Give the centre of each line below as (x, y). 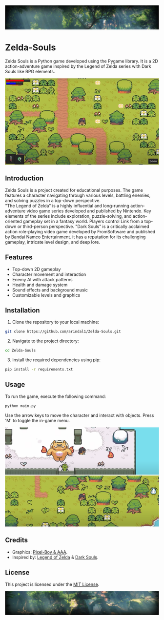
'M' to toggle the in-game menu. (38, 420)
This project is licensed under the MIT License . (52, 584)
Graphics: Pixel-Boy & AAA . (40, 552)
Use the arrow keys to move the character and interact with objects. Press (80, 415)
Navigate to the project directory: (45, 341)
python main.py (20, 406)
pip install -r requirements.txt (39, 370)
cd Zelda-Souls (20, 351)
